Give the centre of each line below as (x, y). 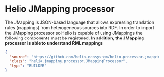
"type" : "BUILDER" (28, 66)
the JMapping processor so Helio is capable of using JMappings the (74, 33)
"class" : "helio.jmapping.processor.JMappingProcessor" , (69, 61)
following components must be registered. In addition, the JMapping (75, 38)
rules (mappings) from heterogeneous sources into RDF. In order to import (80, 27)
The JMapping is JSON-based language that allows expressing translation (80, 22)
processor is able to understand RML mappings (54, 43)
